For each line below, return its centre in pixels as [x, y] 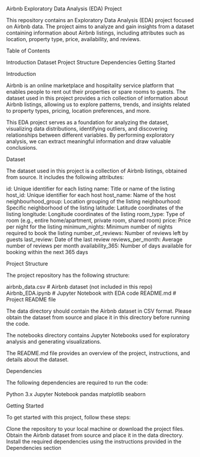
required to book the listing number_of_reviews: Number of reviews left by [97, 233]
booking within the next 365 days [47, 252]
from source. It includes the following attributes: [65, 177]
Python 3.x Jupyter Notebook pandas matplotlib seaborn [76, 394]
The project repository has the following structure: [68, 275]
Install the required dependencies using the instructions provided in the [94, 441]
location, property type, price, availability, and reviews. [74, 39]
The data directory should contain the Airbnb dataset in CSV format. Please [99, 311]
